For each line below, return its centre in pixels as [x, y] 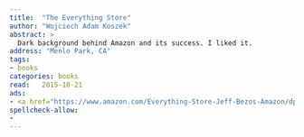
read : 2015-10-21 [46, 85]
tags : [19, 59]
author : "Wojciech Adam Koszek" [70, 26]
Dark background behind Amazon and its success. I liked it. [135, 43]
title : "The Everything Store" [70, 18]
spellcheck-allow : [44, 110]
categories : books [44, 77]
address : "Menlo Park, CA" [60, 51]
